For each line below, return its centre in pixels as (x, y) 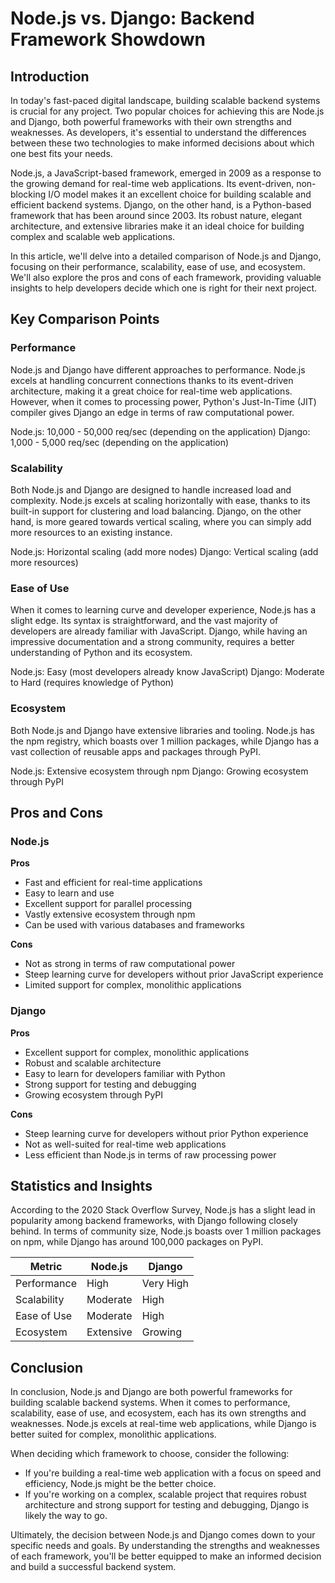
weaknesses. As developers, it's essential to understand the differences (158, 132)
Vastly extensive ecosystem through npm (110, 914)
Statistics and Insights (81, 1185)
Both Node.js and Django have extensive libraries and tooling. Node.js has (162, 730)
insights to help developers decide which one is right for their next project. (164, 288)
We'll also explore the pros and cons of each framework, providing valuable (166, 277)
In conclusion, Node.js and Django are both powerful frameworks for (151, 1392)
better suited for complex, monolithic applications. (113, 1434)
